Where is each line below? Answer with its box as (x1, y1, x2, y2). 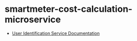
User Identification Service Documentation (11, 30, 100, 36)
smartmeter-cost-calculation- (4, 3, 133, 15)
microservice (4, 14, 61, 25)
